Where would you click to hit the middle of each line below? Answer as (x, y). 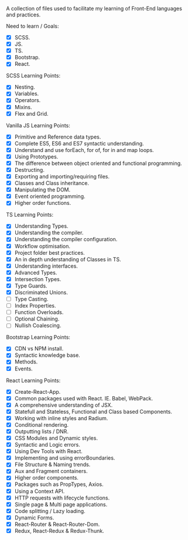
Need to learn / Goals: (33, 26)
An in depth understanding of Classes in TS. (68, 259)
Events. (24, 369)
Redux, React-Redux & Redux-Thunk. (59, 531)
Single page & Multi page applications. (61, 504)
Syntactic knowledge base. (47, 355)
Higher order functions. (43, 203)
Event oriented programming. (50, 197)
